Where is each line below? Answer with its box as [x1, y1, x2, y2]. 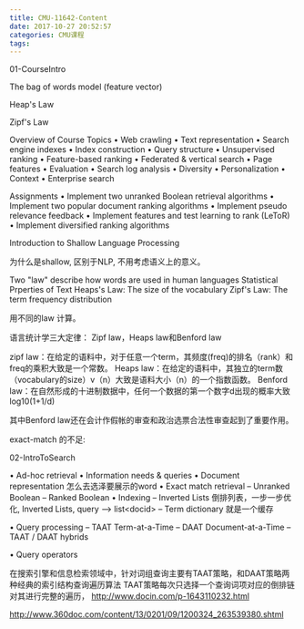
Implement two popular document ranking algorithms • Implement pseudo [9, 201, 288, 211]
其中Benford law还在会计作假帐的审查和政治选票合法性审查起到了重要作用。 [9, 415, 294, 426]
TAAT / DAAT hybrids [9, 531, 89, 542]
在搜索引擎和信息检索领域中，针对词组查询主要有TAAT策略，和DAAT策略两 [9, 568, 290, 579]
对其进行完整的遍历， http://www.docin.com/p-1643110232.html [9, 591, 250, 602]
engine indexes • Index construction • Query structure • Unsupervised [9, 144, 275, 155]
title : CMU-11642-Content [9, 13, 107, 23]
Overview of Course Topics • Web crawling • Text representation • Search [9, 134, 289, 146]
